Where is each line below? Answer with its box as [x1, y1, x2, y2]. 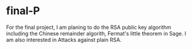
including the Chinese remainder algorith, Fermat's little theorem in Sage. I [6, 30, 187, 37]
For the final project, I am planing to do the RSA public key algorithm [6, 24, 172, 31]
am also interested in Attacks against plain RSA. [6, 36, 122, 43]
